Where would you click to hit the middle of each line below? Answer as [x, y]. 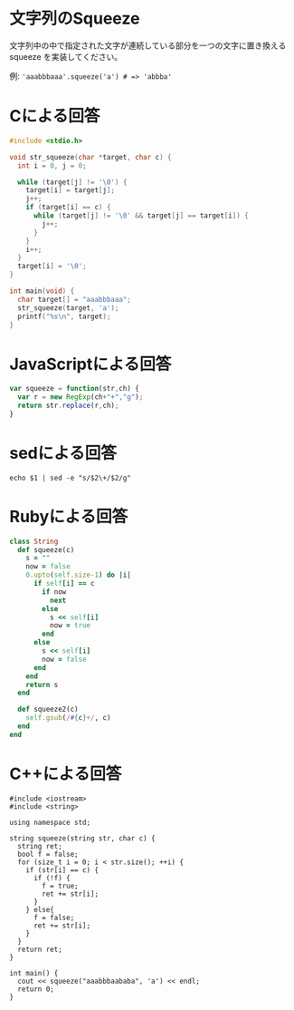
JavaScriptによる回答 [90, 364]
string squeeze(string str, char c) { [82, 838]
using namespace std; [50, 822]
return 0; [36, 989]
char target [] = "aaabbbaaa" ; [74, 299]
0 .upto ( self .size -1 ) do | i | [78, 575]
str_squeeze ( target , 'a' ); [68, 308]
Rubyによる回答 [69, 516]
